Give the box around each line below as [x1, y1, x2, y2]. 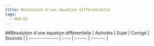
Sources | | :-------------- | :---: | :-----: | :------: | [5, 35, 109, 41]
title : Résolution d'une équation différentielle [5, 7, 111, 12]
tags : [5, 12, 16, 17]
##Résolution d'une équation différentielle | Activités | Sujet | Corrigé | [5, 30, 150, 36]
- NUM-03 [9, 16, 28, 21]
